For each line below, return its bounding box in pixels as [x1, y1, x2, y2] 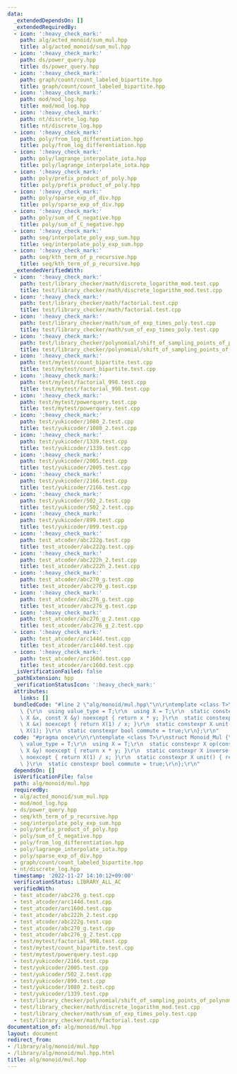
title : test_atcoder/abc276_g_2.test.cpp [20, 622, 143, 630]
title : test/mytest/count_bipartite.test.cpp [20, 366, 157, 373]
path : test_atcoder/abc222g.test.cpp [20, 536, 131, 543]
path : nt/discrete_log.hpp [20, 115, 99, 122]
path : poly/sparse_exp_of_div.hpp [20, 195, 121, 202]
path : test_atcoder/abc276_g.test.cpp [20, 596, 134, 603]
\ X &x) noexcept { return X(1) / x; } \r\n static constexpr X [20, 721, 213, 728]
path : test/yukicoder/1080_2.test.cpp [20, 418, 134, 425]
